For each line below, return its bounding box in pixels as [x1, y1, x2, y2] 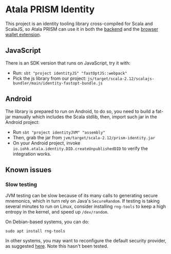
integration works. [12, 151, 51, 157]
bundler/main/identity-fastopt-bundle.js [12, 80, 103, 86]
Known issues [5, 165, 52, 174]
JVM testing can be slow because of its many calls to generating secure [5, 193, 158, 199]
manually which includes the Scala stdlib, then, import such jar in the [12, 114, 158, 120]
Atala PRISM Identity [5, 4, 95, 15]
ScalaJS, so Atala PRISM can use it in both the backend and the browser [5, 26, 158, 32]
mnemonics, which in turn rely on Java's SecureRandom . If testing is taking [5, 198, 160, 204]
